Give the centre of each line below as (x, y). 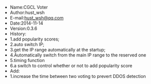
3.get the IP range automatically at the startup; (58, 50)
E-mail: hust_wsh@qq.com (37, 18)
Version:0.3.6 (23, 28)
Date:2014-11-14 (26, 23)
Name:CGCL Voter (29, 7)
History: (18, 34)
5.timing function (27, 60)
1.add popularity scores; (35, 39)
